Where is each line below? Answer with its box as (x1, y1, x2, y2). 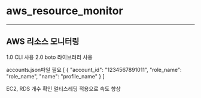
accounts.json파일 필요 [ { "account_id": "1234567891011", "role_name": (6, 66, 182, 73)
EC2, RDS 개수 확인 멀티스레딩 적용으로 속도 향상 (6, 85, 121, 92)
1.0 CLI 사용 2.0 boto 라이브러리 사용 (6, 53, 93, 61)
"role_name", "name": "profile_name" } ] (6, 72, 105, 80)
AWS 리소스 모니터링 (6, 37, 80, 47)
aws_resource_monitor (6, 4, 124, 18)
